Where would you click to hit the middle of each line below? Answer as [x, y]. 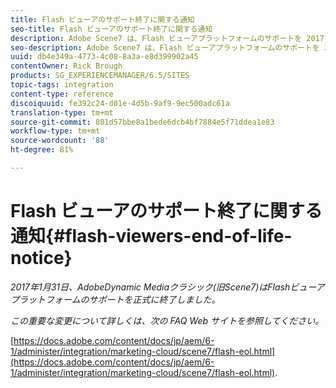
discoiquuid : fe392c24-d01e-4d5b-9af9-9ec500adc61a [120, 103]
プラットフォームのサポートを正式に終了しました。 [115, 299]
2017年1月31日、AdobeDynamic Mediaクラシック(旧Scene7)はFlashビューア [167, 287]
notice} [41, 258]
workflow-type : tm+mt [55, 131]
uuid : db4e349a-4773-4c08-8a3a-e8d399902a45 [104, 57]
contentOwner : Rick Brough [66, 66]
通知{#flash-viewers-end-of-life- [151, 236]
